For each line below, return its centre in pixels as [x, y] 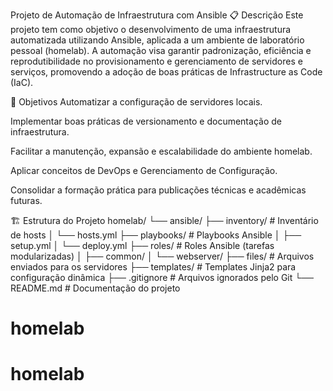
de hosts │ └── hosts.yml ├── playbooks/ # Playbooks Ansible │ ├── [156, 235]
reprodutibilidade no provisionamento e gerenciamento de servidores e [156, 61]
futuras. [26, 200]
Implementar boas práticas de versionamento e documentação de [146, 121]
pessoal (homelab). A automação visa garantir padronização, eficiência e [161, 50]
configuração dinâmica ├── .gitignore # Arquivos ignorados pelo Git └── [162, 277]
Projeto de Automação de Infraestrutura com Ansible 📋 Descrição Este [157, 15]
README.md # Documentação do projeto [95, 288]
